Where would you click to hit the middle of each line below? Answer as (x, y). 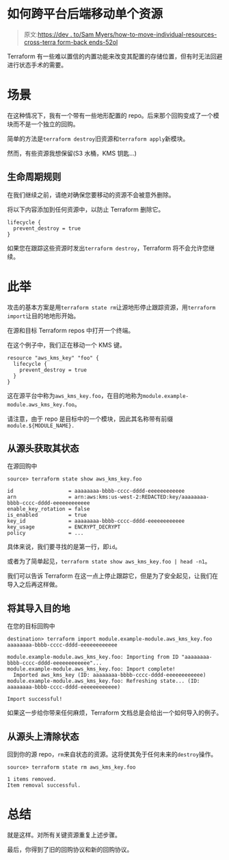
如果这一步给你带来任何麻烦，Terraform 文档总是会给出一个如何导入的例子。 (115, 713)
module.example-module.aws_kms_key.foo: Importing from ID (93, 657)
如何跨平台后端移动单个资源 (85, 14)
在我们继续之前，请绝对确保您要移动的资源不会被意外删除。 (91, 195)
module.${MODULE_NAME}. (41, 426)
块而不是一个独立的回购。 (43, 124)
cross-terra (40, 42)
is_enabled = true (47, 515)
